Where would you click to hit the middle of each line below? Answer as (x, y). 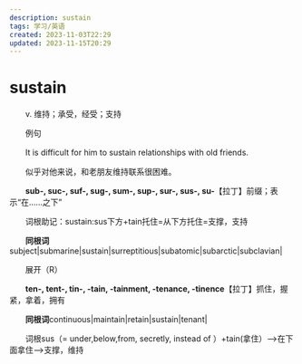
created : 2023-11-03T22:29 (60, 34)
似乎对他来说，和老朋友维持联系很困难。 (101, 172)
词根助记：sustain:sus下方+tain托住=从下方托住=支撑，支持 (136, 222)
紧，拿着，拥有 (37, 301)
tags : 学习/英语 (37, 26)
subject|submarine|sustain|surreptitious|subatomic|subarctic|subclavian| (146, 251)
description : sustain (50, 18)
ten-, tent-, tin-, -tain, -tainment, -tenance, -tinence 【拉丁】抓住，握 (157, 289)
